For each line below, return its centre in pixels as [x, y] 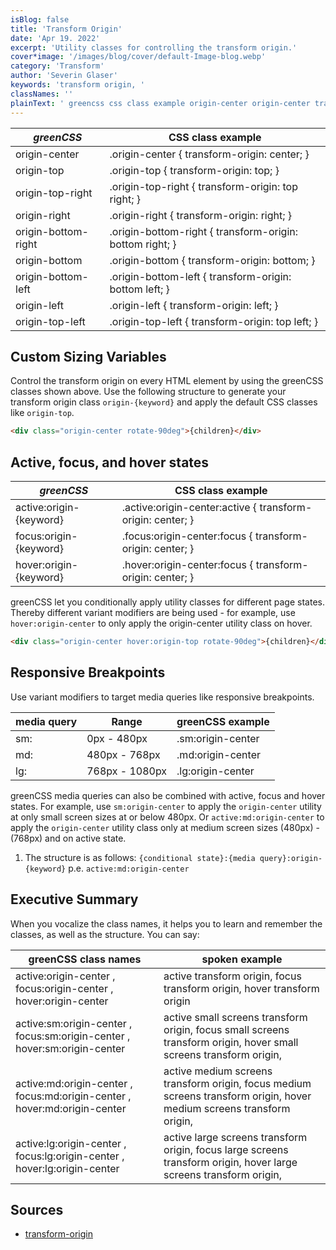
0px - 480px [117, 738]
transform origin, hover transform [241, 988]
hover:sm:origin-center [70, 1048]
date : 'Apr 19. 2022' [55, 38]
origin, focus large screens [226, 1149]
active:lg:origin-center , [71, 1143]
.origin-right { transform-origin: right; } [201, 215]
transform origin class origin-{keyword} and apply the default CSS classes [164, 402]
